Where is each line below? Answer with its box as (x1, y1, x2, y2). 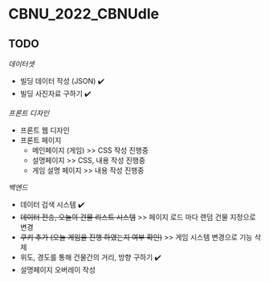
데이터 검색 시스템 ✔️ (19, 200, 85, 209)
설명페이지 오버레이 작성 (19, 265, 96, 274)
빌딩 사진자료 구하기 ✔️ (19, 89, 92, 98)
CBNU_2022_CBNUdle (8, 5, 159, 23)
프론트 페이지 (19, 136, 62, 145)
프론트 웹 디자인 (19, 125, 70, 135)
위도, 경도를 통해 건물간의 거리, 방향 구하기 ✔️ (19, 252, 162, 262)
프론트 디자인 (8, 108, 50, 117)
